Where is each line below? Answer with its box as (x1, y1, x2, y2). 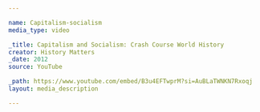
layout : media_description (8, 85, 99, 93)
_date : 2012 (8, 55, 48, 64)
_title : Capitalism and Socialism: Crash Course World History (8, 41, 225, 49)
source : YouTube (8, 63, 63, 71)
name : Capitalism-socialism (8, 18, 103, 26)
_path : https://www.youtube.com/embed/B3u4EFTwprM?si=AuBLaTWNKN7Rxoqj (8, 78, 253, 86)
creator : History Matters (8, 48, 95, 56)
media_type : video (8, 26, 70, 34)
